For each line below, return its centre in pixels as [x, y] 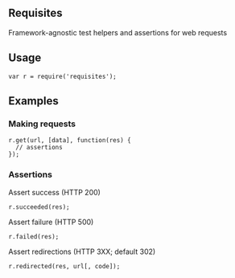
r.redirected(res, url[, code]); [64, 266]
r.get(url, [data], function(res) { [70, 141]
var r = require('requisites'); [62, 76]
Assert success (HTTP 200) [54, 192]
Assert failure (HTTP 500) [51, 222]
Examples [33, 101]
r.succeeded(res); [39, 207]
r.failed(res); [34, 236]
